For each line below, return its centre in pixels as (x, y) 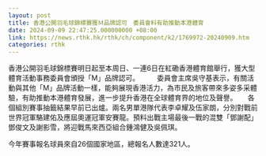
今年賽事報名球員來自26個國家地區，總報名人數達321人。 (102, 144)
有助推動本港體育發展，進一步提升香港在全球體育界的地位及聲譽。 (129, 98)
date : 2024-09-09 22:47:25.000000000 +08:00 (83, 30)
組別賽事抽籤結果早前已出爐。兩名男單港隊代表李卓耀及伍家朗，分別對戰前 (136, 108)
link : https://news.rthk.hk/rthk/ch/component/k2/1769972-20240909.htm (129, 37)
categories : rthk (37, 45)
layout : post (30, 15)
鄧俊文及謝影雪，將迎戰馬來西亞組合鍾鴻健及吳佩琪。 (95, 128)
